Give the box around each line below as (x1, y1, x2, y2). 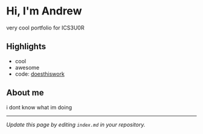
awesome (14, 64, 40, 71)
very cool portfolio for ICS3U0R (6, 24, 85, 31)
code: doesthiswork (14, 70, 65, 78)
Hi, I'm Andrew (6, 4, 82, 18)
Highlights (6, 41, 47, 52)
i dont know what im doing (6, 103, 72, 111)
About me (6, 88, 44, 98)
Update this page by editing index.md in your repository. (6, 121, 146, 128)
